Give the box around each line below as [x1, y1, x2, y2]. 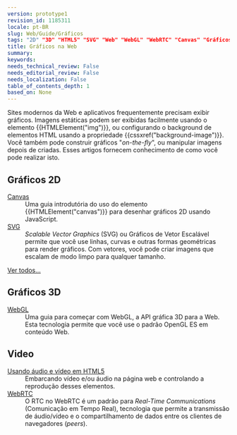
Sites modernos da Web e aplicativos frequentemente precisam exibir [7, 109, 210, 117]
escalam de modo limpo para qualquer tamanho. [25, 252, 166, 261]
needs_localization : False [7, 75, 87, 83]
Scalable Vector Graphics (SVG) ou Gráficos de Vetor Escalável [25, 230, 209, 238]
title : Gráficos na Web [7, 43, 78, 50]
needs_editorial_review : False [7, 69, 99, 76]
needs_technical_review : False [7, 63, 99, 70]
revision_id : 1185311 [7, 17, 71, 24]
